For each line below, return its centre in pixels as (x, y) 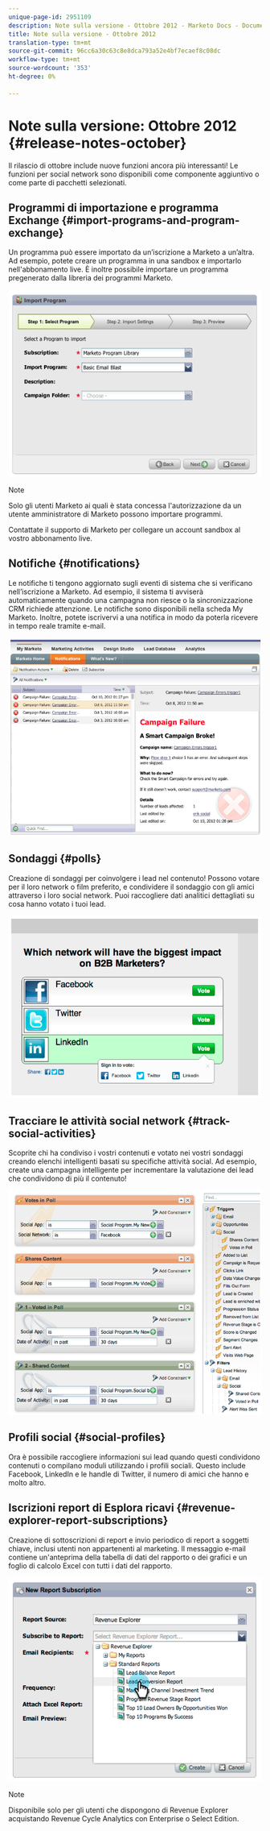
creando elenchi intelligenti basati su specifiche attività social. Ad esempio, (133, 1161)
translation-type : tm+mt (50, 43)
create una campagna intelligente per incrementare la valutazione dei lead (131, 1170)
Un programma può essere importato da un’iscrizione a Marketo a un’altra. (131, 252)
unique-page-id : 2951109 (50, 17)
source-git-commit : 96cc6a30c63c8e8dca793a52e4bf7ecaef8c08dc (115, 51)
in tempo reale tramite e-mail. (57, 625)
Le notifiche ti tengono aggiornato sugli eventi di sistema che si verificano (131, 583)
